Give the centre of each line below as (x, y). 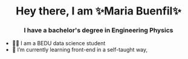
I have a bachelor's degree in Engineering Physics (99, 30)
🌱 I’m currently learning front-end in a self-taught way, (80, 50)
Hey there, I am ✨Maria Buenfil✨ (99, 11)
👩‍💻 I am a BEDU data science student (59, 43)
